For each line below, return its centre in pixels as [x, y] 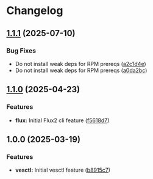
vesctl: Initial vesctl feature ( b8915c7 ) [63, 170]
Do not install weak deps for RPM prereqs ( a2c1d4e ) [80, 64]
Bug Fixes [21, 51]
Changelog [35, 11]
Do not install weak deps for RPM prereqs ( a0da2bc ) [81, 70]
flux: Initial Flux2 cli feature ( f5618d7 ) [62, 120]
